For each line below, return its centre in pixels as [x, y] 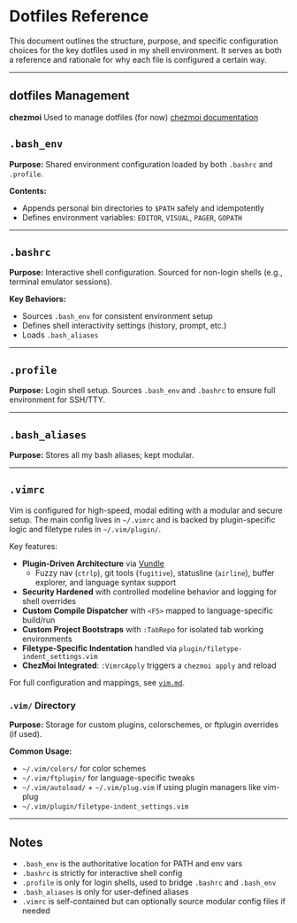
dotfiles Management [69, 96]
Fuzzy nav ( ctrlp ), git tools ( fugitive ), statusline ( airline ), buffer [155, 572]
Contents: [28, 190]
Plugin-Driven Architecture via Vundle [93, 563]
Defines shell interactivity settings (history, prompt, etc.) [124, 326]
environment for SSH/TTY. [57, 399]
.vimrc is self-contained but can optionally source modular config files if [153, 901]
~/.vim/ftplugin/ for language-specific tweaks [108, 778]
